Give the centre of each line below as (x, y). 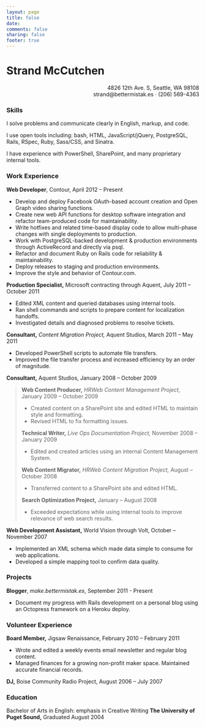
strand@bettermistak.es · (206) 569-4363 (146, 94)
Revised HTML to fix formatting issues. (79, 421)
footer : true (23, 40)
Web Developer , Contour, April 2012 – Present (65, 189)
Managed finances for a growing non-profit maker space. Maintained (102, 663)
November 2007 (27, 537)
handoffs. (27, 316)
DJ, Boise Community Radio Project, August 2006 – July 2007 (85, 682)
